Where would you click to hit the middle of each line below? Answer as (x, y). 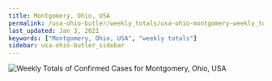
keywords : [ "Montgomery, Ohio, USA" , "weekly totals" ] (103, 38)
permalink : (27, 23)
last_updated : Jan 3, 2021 (54, 30)
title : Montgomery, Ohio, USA (59, 16)
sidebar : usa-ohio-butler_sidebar (67, 46)
